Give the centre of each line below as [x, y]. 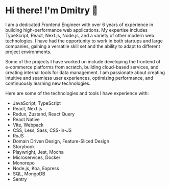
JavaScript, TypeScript [37, 103]
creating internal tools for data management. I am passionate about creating [85, 72]
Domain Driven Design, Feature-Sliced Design [61, 141]
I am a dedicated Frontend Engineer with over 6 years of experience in [79, 25]
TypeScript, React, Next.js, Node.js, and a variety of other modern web [80, 35]
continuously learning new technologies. [48, 83]
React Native [26, 119]
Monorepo [23, 162]
